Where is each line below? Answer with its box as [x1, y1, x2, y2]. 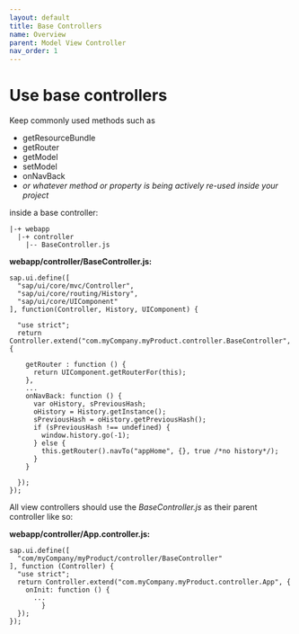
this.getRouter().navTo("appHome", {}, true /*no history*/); [41, 447, 279, 456]
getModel [22, 152, 58, 163]
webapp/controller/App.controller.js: [9, 529, 151, 540]
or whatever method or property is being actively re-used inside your [22, 181, 278, 192]
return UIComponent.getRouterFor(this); [32, 368, 187, 378]
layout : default [9, 13, 70, 22]
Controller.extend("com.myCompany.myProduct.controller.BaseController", [9, 336, 292, 346]
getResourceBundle [22, 132, 96, 144]
